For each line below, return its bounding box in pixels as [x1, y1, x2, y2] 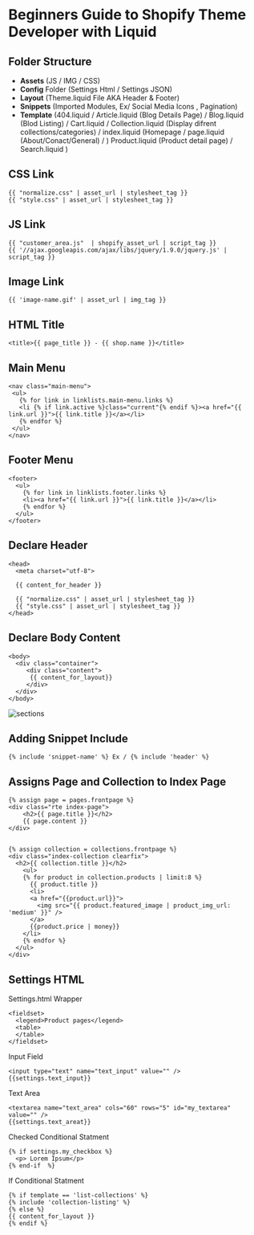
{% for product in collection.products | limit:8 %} [22, 873, 203, 881]
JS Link [8, 218, 46, 231]
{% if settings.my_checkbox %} [8, 1147, 113, 1155]
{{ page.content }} [22, 817, 88, 825]
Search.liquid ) [19, 145, 68, 153]
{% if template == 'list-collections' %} [8, 1191, 149, 1199]
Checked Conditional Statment [8, 1131, 110, 1142]
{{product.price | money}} [29, 922, 120, 931]
